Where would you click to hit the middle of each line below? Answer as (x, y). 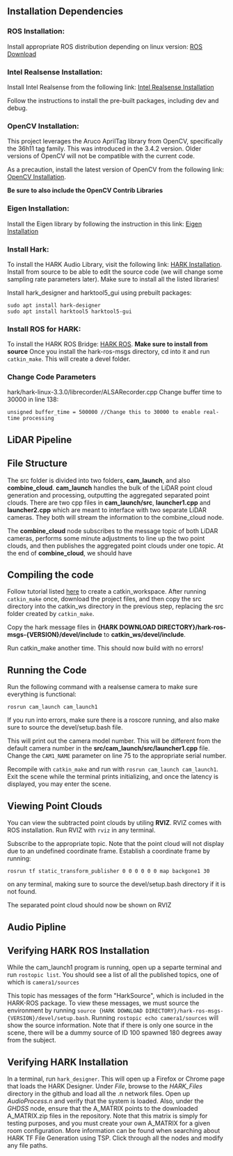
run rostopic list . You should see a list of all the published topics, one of (113, 975)
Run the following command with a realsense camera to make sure (103, 687)
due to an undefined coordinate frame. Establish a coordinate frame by (109, 851)
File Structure (37, 464)
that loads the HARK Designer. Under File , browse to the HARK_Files (105, 1086)
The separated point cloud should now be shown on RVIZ (89, 905)
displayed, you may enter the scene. (59, 784)
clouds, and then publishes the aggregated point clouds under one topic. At (115, 546)
